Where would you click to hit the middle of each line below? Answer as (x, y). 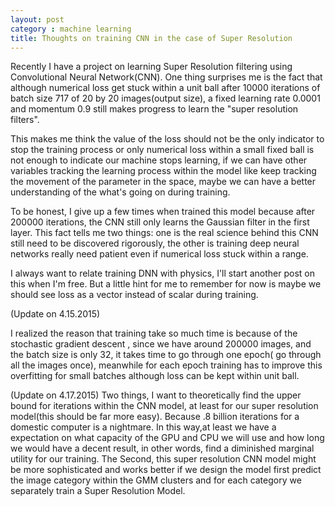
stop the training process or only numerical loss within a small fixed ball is (162, 150)
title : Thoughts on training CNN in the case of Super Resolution (151, 38)
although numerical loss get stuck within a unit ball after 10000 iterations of (165, 88)
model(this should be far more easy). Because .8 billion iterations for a (155, 417)
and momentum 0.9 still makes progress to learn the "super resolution (154, 109)
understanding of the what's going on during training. (120, 192)
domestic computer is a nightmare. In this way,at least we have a (143, 427)
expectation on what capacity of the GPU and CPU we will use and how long (167, 438)
